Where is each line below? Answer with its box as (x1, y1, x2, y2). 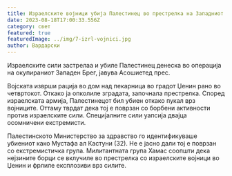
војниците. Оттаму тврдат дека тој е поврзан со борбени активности (7, 104, 211, 112)
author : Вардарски (7, 42, 60, 49)
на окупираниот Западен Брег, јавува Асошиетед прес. (7, 68, 171, 77)
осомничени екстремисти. (7, 119, 86, 126)
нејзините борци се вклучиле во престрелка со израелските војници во (7, 154, 220, 162)
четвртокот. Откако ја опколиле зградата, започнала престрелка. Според (7, 89, 225, 97)
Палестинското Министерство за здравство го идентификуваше (7, 132, 198, 140)
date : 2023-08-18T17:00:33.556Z (7, 17, 100, 23)
